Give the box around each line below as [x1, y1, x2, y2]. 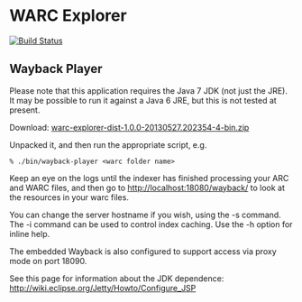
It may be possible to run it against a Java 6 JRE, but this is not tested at [9, 95, 277, 105]
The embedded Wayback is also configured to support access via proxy [9, 245, 277, 257]
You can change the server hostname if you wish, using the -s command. [9, 209, 281, 220]
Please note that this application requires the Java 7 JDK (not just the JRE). [9, 85, 288, 96]
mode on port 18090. [9, 255, 87, 266]
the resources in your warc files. [9, 191, 129, 203]
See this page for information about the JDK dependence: [9, 272, 224, 284]
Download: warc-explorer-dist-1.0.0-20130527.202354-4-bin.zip [9, 122, 250, 133]
